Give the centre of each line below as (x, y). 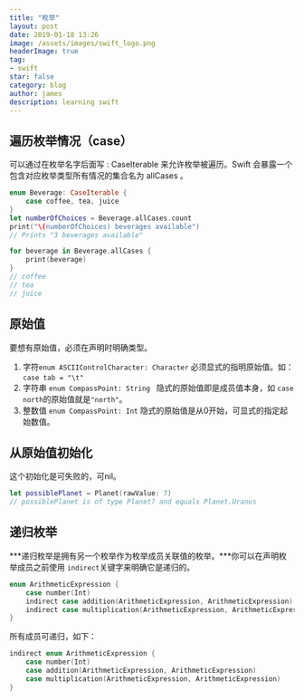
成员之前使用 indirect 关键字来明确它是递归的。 (106, 567)
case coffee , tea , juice (72, 201)
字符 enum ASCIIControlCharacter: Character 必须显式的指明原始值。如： (158, 367)
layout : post (34, 26)
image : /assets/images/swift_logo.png (82, 43)
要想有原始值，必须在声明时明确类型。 (81, 347)
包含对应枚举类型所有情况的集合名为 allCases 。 (99, 176)
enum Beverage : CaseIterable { (68, 193)
